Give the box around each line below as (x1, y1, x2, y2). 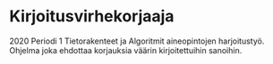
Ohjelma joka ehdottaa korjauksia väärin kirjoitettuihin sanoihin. (9, 44, 243, 55)
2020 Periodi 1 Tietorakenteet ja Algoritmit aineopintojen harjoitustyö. (9, 36, 265, 46)
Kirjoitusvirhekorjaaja (9, 6, 175, 27)
